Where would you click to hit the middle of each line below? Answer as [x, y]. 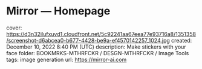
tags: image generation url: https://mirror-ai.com [67, 59]
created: [182, 40]
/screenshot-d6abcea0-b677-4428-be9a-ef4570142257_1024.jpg [88, 40]
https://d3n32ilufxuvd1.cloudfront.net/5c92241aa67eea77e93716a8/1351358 [101, 34]
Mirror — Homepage [58, 11]
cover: [14, 28]
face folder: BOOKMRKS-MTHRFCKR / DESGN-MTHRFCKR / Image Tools [98, 53]
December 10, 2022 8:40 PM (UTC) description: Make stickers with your [96, 47]
